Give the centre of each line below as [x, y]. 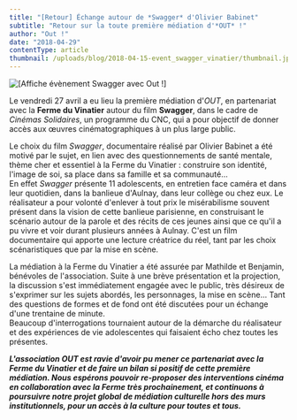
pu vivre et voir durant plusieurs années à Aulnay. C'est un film [123, 230]
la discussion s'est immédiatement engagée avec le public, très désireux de [147, 285]
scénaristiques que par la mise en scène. [84, 249]
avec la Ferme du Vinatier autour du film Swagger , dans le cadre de [134, 110]
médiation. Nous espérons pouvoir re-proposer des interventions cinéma [147, 378]
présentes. [29, 342]
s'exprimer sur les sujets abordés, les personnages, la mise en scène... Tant [147, 294]
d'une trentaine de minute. [57, 313]
